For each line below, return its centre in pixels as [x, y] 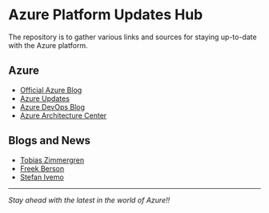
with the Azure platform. [48, 45]
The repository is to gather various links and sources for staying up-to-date [133, 37]
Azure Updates [45, 98]
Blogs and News [49, 141]
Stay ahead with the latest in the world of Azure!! [89, 200]
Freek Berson [42, 168]
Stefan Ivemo [42, 177]
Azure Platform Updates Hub [106, 15]
